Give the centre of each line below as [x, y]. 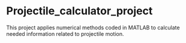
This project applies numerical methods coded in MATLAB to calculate [93, 27]
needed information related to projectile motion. [65, 33]
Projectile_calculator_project [79, 11]
